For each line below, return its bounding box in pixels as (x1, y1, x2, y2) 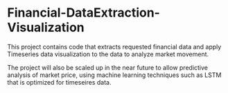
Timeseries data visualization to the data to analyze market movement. (7, 50, 209, 58)
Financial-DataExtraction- (7, 5, 161, 21)
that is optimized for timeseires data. (7, 78, 112, 86)
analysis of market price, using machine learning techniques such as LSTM (7, 71, 222, 79)
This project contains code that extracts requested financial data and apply (7, 42, 222, 51)
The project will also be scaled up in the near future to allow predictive (7, 63, 209, 71)
